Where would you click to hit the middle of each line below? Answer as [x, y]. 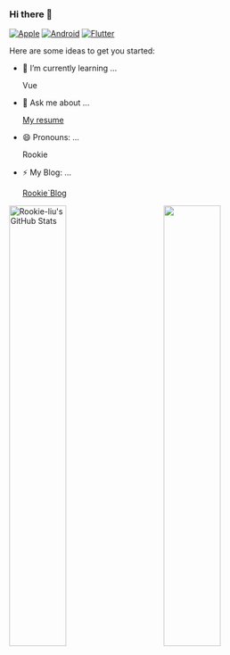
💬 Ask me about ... [56, 103]
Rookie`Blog [44, 193]
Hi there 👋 [31, 14]
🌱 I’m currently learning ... [70, 68]
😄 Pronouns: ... [51, 137]
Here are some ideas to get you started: [82, 51]
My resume [43, 120]
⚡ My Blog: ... [46, 172]
